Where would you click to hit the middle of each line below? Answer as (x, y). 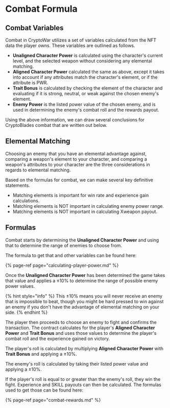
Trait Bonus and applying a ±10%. (41, 354)
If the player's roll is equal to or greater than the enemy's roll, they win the (83, 379)
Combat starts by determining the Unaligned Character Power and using (82, 240)
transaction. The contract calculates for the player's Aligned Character (80, 328)
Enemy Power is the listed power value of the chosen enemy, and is (84, 104)
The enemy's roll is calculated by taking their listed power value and (77, 363)
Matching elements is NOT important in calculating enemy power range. (88, 206)
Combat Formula (41, 9)
